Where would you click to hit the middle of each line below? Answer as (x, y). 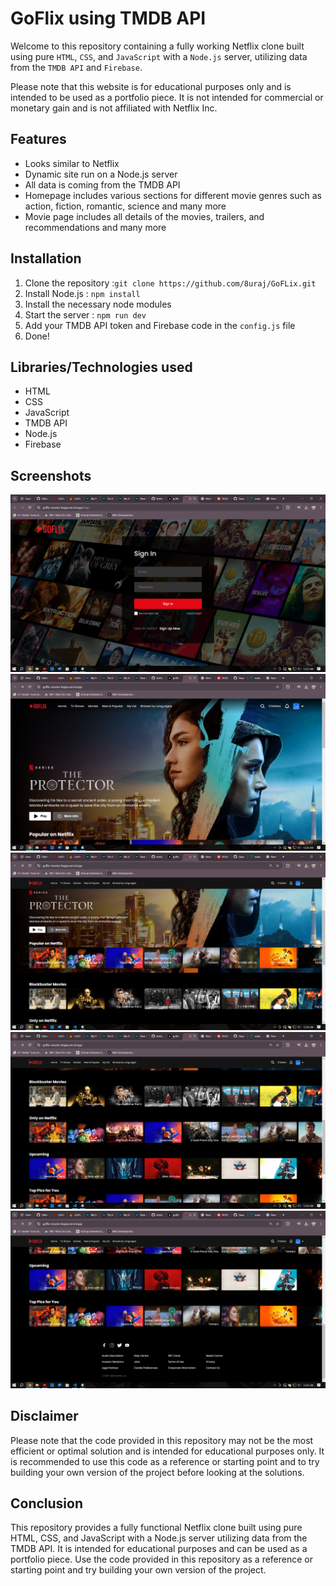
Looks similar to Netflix (72, 163)
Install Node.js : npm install (82, 293)
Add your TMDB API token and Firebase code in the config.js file (160, 325)
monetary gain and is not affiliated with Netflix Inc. (114, 108)
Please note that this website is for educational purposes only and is (151, 86)
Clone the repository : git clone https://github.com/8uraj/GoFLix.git (170, 283)
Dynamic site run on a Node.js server (101, 174)
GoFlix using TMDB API (108, 18)
